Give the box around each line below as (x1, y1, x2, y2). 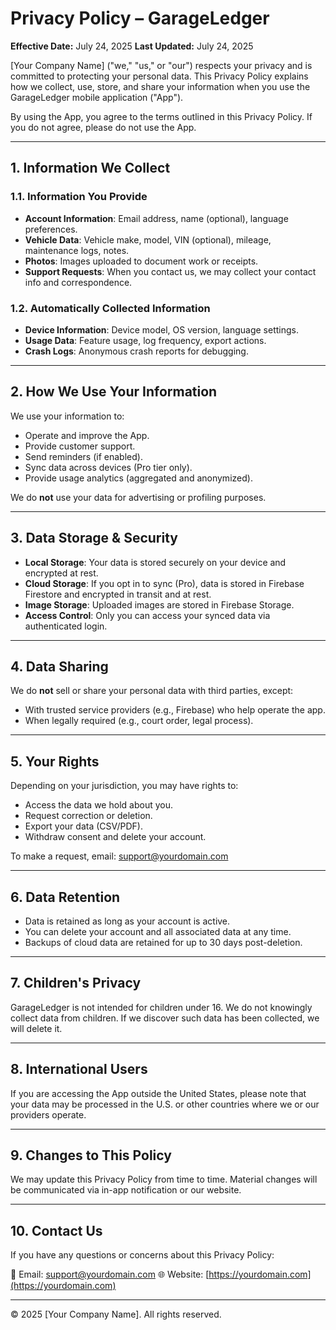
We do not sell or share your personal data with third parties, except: (10, 685, 294, 697)
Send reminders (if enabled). (24, 450, 143, 462)
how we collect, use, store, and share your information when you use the (10, 80, 311, 92)
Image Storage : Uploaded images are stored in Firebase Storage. (24, 598, 295, 611)
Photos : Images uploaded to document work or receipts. (24, 255, 259, 267)
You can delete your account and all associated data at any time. (24, 925, 292, 937)
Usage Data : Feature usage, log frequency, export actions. (24, 334, 267, 346)
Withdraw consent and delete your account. (24, 831, 207, 843)
